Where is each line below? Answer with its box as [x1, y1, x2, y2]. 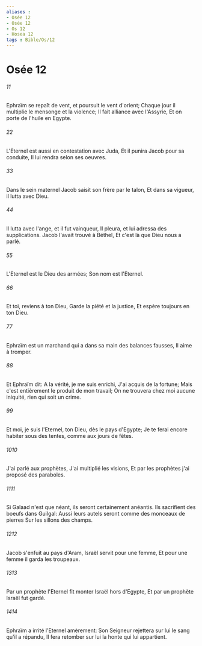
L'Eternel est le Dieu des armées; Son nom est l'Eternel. [6, 270, 144, 277]
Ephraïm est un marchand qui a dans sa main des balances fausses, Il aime [6, 341, 192, 349]
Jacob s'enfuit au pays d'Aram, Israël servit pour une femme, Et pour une [6, 549, 188, 556]
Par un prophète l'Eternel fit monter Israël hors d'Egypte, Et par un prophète [6, 587, 194, 595]
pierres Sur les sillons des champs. [6, 516, 93, 524]
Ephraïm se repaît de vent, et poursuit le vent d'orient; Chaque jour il [6, 102, 176, 109]
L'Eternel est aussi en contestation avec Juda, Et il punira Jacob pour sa [6, 147, 185, 154]
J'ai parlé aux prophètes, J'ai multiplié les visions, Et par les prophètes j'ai [6, 465, 189, 472]
